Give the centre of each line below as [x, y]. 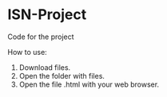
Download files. [45, 67]
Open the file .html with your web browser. [89, 84]
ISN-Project [47, 15]
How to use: [27, 52]
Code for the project [41, 37]
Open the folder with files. [62, 76]
